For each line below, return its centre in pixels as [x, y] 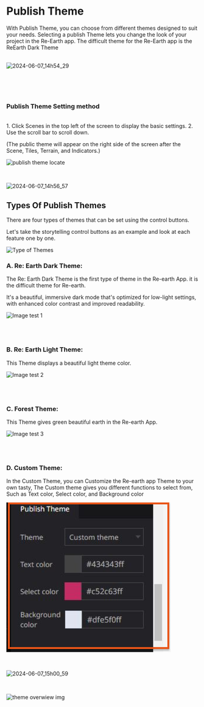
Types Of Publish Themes [56, 205]
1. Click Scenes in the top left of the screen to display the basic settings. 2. [100, 126]
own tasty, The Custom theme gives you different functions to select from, [100, 488]
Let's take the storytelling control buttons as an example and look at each [98, 232]
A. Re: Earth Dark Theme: [44, 266]
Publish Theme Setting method [53, 106]
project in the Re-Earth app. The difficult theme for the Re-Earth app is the [99, 41]
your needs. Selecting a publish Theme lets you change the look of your [97, 34]
